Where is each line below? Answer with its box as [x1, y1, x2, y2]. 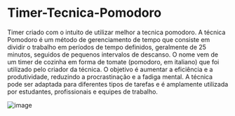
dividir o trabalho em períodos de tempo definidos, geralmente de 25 [7, 43, 207, 51]
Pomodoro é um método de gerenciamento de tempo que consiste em [7, 35, 210, 43]
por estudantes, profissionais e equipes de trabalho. [7, 87, 158, 96]
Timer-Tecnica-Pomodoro [7, 5, 162, 21]
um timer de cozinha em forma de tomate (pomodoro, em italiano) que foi [7, 57, 220, 66]
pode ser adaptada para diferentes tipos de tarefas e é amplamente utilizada [7, 80, 229, 88]
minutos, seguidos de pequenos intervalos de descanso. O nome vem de [7, 50, 219, 59]
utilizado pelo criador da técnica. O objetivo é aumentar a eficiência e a [7, 65, 213, 73]
